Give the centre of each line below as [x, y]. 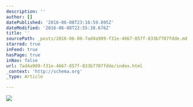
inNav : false [22, 60]
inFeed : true [22, 50]
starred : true [23, 44]
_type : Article [25, 77]
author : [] [19, 17]
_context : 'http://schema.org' [44, 71]
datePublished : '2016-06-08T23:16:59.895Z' [60, 22]
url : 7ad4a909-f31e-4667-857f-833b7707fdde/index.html [75, 66]
